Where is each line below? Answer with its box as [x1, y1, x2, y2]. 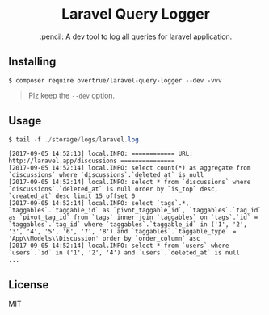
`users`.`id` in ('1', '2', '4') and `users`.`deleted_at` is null [8, 249, 241, 257]
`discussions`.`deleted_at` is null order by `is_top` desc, [8, 185, 219, 194]
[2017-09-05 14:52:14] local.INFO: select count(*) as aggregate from [8, 164, 251, 172]
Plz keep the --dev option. [27, 90, 116, 100]
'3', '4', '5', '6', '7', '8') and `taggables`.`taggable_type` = [8, 228, 237, 236]
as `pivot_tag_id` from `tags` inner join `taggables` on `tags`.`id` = [8, 213, 258, 222]
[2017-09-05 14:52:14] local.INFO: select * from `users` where [8, 241, 229, 250]
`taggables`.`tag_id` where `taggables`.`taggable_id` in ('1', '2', [8, 220, 248, 229]
